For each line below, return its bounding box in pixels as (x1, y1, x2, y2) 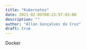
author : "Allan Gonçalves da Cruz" (5, 21, 81, 27)
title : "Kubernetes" (5, 7, 50, 13)
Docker (5, 40, 21, 46)
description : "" (5, 17, 40, 22)
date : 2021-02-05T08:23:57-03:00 (5, 12, 77, 17)
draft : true (5, 26, 31, 31)
